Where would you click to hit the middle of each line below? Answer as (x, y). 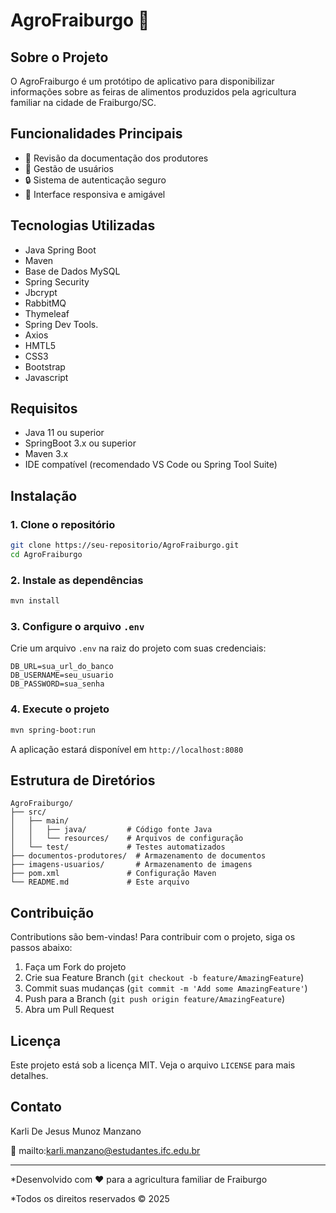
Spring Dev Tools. (61, 324)
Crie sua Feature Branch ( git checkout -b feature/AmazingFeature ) (164, 978)
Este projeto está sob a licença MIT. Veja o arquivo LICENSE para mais (153, 1065)
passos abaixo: (41, 948)
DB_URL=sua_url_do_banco (62, 667)
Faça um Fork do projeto (75, 967)
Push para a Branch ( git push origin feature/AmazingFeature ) (155, 999)
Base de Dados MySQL (72, 271)
